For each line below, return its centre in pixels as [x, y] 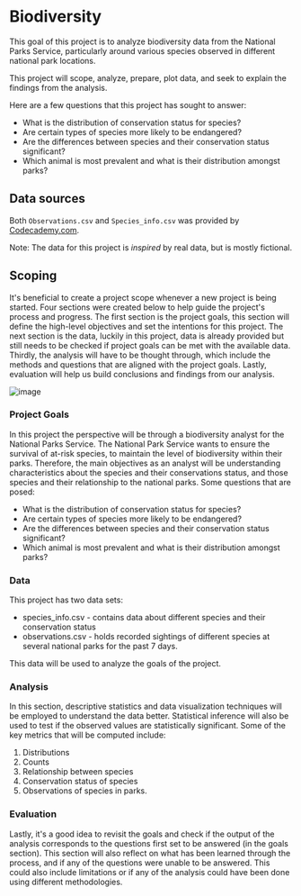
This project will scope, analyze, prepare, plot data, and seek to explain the [148, 77]
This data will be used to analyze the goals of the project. [115, 664]
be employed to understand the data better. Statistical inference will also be [149, 716]
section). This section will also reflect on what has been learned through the [150, 853]
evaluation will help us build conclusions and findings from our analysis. [142, 374]
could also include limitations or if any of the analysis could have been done [150, 872]
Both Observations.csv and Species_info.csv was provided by [124, 220]
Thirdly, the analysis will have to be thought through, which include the [140, 355]
